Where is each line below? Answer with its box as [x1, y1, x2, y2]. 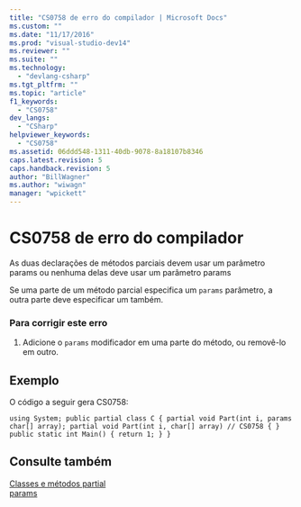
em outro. [22, 347, 59, 358]
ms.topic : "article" [9, 88, 87, 97]
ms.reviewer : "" [9, 47, 70, 56]
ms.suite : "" [9, 55, 59, 64]
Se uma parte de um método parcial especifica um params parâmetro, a [9, 285, 273, 295]
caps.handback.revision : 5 [9, 164, 111, 173]
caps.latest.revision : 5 [9, 155, 103, 165]
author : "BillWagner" [9, 172, 91, 181]
